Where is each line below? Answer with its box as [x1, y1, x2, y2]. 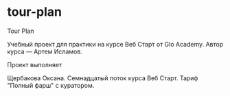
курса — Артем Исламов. [7, 47, 82, 56]
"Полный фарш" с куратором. [7, 81, 95, 89]
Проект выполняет [7, 60, 62, 69]
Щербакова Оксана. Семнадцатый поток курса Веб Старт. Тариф [7, 73, 198, 82]
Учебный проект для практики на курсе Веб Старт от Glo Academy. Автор [7, 40, 224, 48]
